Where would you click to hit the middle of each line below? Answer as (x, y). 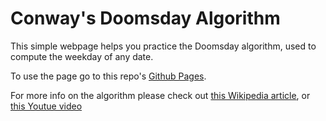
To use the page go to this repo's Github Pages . (108, 76)
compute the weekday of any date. (82, 56)
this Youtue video (46, 106)
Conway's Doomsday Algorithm (145, 18)
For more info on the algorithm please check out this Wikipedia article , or (160, 95)
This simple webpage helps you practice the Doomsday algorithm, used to (163, 46)
